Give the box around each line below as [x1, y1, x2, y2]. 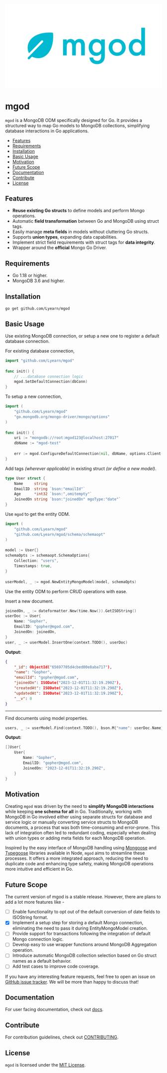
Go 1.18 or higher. [12, 273, 48, 279]
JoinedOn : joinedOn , [14, 630, 57, 635]
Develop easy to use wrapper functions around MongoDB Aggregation [12, 942, 157, 948]
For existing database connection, [5, 348, 75, 354]
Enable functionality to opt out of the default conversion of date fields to [12, 909, 161, 915]
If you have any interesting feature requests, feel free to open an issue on [5, 973, 156, 980]
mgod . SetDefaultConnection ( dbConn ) [14, 379, 88, 384]
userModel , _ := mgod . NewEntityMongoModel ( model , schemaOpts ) [5, 579, 137, 584]
